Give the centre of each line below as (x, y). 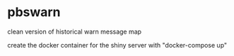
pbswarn (34, 12)
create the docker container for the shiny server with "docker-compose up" (117, 45)
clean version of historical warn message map (75, 31)
